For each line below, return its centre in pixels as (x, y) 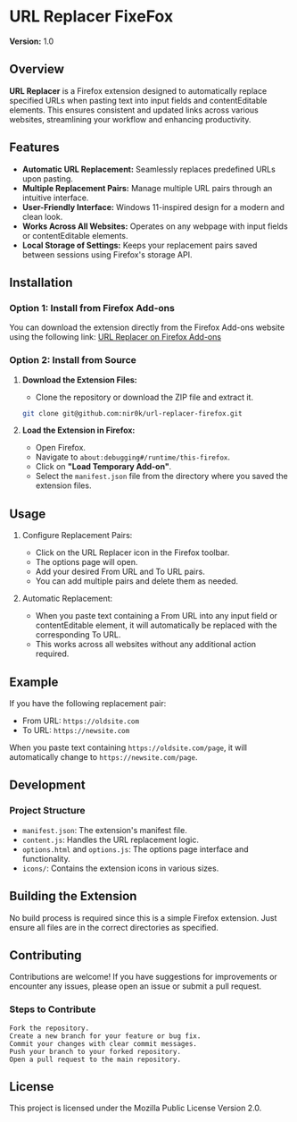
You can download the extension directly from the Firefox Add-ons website (147, 327)
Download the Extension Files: (80, 380)
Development (48, 785)
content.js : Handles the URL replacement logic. (110, 839)
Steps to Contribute (53, 1009)
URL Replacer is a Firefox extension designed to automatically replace (138, 90)
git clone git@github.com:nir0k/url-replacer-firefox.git (132, 413)
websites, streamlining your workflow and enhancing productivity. (130, 119)
